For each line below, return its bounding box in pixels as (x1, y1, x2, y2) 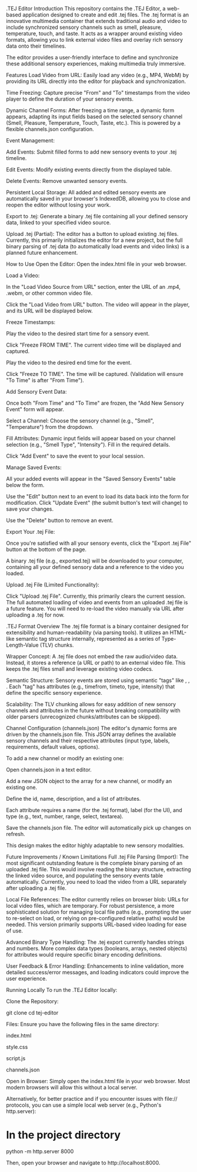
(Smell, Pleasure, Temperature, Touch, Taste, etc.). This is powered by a (6, 119, 181, 126)
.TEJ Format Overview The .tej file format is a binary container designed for (6, 623, 189, 630)
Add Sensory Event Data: (6, 388, 67, 395)
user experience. (6, 975, 47, 982)
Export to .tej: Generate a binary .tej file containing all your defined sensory (6, 213, 188, 219)
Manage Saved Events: (6, 464, 62, 471)
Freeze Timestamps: (6, 319, 56, 325)
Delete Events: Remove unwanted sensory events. (6, 178, 128, 184)
